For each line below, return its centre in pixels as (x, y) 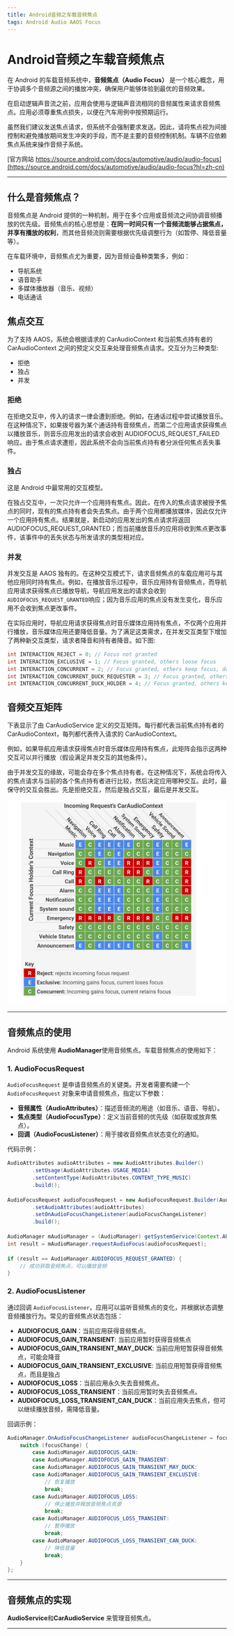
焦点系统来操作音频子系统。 (47, 144)
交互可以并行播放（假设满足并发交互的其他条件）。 (79, 757)
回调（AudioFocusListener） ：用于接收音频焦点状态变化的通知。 (110, 1134)
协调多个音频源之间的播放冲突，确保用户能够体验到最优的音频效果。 (111, 89)
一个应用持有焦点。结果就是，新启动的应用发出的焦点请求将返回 (99, 519)
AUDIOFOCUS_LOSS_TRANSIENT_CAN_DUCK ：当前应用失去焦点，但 (118, 1400)
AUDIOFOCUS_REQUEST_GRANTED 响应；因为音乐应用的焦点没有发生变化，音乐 (112, 599)
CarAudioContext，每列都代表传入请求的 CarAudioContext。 (94, 734)
